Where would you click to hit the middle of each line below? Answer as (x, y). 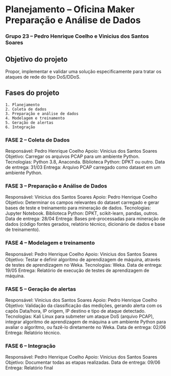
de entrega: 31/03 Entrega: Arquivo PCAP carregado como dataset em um (83, 168)
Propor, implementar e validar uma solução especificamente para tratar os (83, 71)
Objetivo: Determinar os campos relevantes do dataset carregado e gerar (82, 202)
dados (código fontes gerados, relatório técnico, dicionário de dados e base (85, 224)
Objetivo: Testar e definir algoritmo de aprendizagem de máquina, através (83, 260)
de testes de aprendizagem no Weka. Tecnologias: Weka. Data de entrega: (84, 265)
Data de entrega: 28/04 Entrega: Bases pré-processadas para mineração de (86, 219)
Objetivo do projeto (36, 59)
